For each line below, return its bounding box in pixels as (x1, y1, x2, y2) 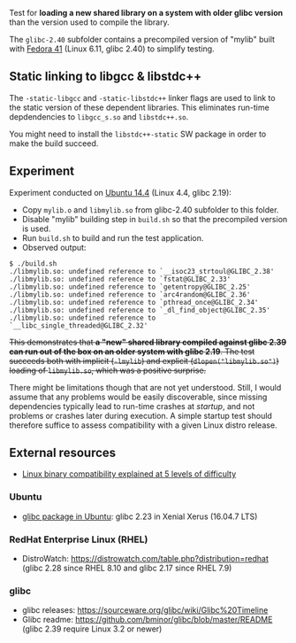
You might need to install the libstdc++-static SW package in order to (9, 128, 267, 139)
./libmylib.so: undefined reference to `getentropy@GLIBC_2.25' (9, 283, 251, 291)
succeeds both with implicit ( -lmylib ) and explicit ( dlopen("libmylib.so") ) (9, 355, 280, 366)
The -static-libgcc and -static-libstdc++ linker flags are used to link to (9, 92, 276, 103)
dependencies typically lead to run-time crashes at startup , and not (9, 400, 255, 411)
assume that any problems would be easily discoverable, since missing (9, 391, 268, 402)
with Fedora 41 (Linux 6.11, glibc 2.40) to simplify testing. (9, 43, 215, 54)
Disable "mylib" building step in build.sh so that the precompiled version (21, 213, 288, 224)
